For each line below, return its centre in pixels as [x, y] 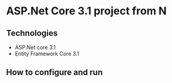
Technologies [32, 33]
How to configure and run [54, 73]
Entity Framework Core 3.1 [47, 54]
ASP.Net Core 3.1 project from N [86, 11]
